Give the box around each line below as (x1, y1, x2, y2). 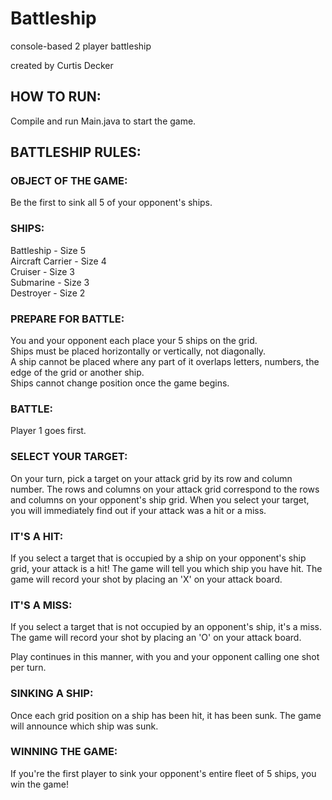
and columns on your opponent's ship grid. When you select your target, (10, 493, 310, 506)
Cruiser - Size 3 (10, 265, 75, 277)
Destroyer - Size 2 (10, 287, 86, 299)
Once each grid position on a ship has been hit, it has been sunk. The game (10, 709, 322, 721)
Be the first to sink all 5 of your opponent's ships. (10, 197, 213, 209)
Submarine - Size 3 (10, 276, 90, 288)
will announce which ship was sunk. (10, 720, 159, 732)
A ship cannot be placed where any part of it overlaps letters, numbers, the (10, 356, 320, 368)
